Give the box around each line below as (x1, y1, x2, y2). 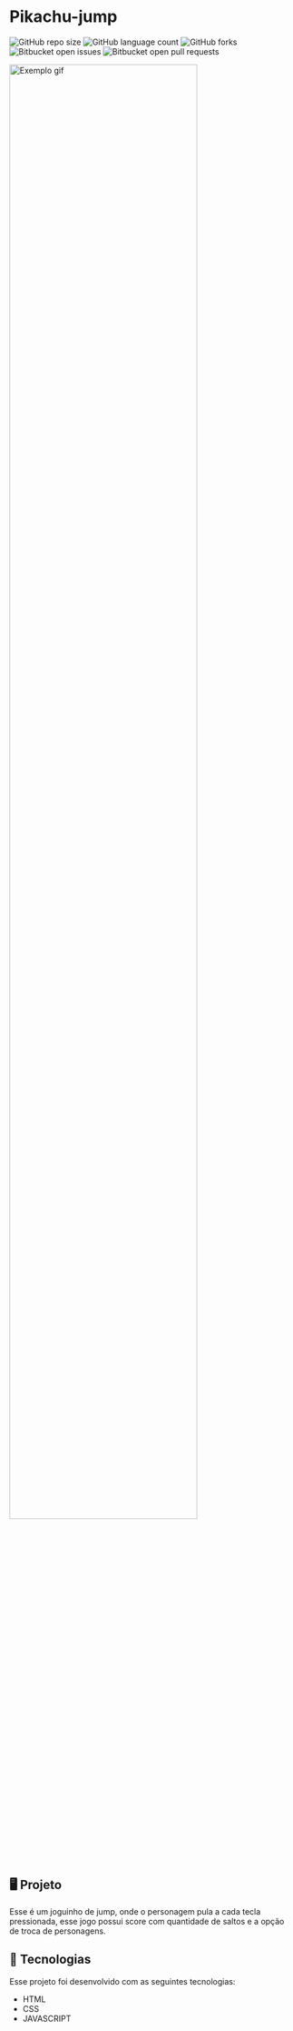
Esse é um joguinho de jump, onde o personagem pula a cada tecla (9, 1905, 261, 1916)
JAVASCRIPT (22, 2013, 72, 2024)
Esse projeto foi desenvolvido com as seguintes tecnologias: (9, 1976, 236, 1986)
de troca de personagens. (9, 1925, 106, 1936)
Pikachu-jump (9, 6, 118, 27)
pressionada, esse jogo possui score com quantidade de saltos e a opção (9, 1915, 285, 1926)
